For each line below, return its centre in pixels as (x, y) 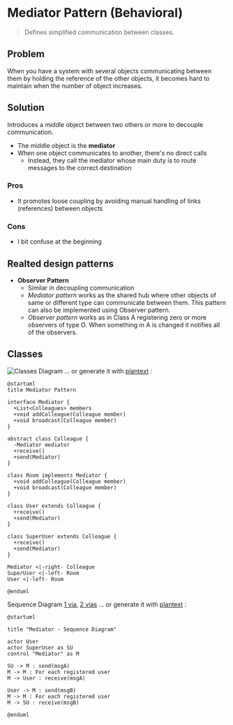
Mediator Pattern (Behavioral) (95, 13)
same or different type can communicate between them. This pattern (127, 302)
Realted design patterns (60, 263)
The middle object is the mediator (66, 145)
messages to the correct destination (80, 167)
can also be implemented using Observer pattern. (99, 310)
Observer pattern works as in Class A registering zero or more (117, 317)
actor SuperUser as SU (40, 648)
